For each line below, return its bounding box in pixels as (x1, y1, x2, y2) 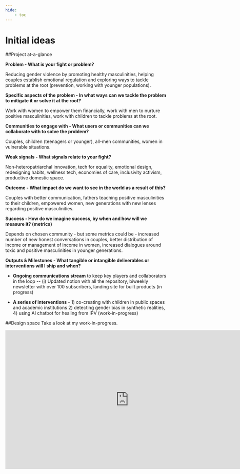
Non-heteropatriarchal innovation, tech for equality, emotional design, (5, 164, 153, 170)
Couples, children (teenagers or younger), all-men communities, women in (5, 138, 163, 144)
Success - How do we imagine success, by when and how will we (5, 215, 147, 222)
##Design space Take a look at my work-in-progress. (5, 320, 118, 326)
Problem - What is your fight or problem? (5, 61, 94, 67)
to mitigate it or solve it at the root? (5, 98, 81, 104)
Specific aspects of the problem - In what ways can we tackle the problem (5, 92, 167, 98)
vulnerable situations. (5, 144, 51, 150)
